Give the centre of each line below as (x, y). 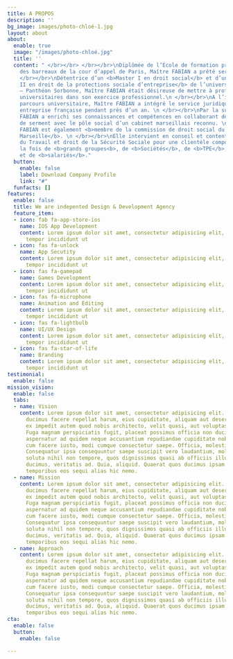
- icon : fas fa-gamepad (48, 271)
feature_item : (34, 213)
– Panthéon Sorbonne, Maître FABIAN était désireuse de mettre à (116, 91)
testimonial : (26, 374)
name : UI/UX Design (48, 329)
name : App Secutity (48, 252)
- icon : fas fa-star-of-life (55, 349)
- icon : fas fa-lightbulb (51, 323)
